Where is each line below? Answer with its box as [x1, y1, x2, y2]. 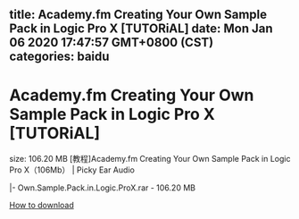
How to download [9, 200, 74, 211]
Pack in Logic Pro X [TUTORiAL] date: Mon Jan [9, 21, 273, 37]
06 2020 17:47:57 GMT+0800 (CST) [9, 35, 214, 50]
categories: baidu [9, 49, 110, 64]
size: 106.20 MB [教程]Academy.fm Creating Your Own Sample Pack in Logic [9, 154, 291, 164]
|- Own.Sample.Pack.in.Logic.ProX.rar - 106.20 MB [9, 182, 196, 193]
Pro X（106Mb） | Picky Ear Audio [9, 164, 136, 175]
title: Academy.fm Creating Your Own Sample [9, 7, 268, 22]
